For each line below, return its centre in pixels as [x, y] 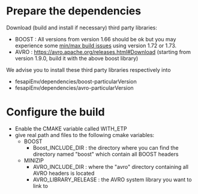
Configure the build [55, 112]
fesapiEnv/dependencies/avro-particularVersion [74, 87]
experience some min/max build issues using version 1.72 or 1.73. [96, 46]
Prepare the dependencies [74, 11]
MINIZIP [34, 160]
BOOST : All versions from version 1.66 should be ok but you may [95, 39]
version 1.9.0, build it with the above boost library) [76, 58]
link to [40, 186]
